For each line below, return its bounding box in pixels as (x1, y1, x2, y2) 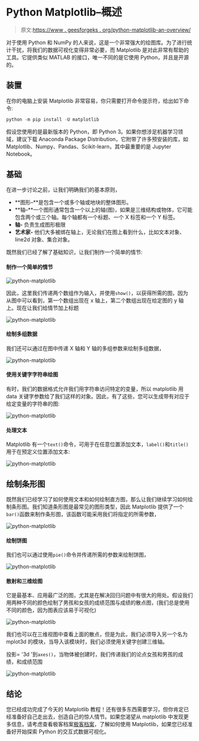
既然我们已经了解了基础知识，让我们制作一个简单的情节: (6, 249, 143, 256)
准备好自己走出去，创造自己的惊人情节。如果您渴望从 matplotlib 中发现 (11, 713, 184, 720)
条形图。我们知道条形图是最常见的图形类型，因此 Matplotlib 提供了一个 (11, 503, 184, 510)
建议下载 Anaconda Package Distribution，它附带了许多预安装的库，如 (16, 135, 188, 143)
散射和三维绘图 (6, 577, 43, 585)
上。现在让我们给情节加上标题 (6, 304, 79, 311)
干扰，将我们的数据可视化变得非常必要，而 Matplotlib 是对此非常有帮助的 (11, 46, 190, 54)
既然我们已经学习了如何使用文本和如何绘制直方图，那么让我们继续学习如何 (6, 496, 188, 503)
